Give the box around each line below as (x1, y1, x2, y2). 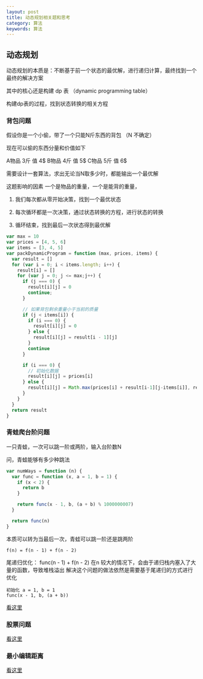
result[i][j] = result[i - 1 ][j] (33, 334, 118, 340)
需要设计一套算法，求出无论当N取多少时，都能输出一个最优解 (6, 170, 159, 177)
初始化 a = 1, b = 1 (6, 587, 56, 593)
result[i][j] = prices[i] (28, 373, 94, 380)
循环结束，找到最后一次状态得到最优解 (14, 221, 111, 229)
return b (22, 485, 45, 491)
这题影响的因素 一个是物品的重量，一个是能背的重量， (6, 183, 140, 190)
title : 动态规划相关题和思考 (6, 15, 71, 21)
